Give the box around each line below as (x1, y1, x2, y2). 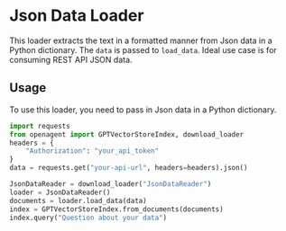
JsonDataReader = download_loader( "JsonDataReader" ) (9, 180, 212, 189)
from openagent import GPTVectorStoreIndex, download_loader (9, 129, 244, 139)
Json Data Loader (9, 5, 144, 26)
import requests (9, 121, 70, 130)
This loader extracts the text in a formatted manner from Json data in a (9, 35, 272, 46)
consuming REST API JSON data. (9, 54, 133, 65)
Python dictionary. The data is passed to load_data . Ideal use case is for (9, 44, 277, 55)
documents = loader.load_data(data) (9, 196, 147, 205)
